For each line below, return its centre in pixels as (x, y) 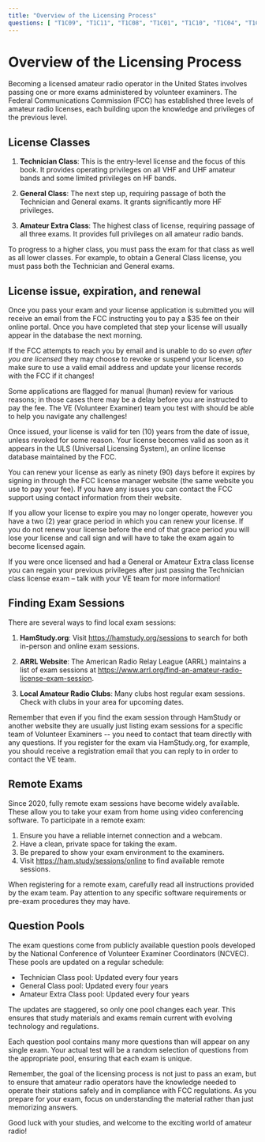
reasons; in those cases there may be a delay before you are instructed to (128, 399)
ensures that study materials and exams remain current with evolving (120, 1018)
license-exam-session (56, 678)
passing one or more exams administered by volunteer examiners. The (123, 93)
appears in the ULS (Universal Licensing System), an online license (117, 448)
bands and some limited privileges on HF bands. (98, 178)
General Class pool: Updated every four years (94, 985)
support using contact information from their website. (95, 497)
